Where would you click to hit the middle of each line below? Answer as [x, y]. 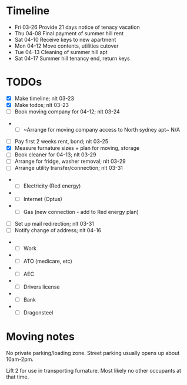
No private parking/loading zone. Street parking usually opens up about [93, 353]
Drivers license [41, 287]
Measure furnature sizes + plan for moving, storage [77, 148]
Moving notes [40, 337]
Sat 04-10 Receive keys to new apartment [65, 39]
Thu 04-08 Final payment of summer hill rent [69, 33]
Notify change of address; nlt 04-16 [58, 230]
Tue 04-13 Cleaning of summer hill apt [61, 52]
